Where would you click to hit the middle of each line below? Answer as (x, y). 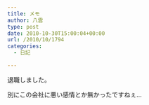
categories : (25, 46)
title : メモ (24, 14)
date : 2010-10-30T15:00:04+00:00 (56, 33)
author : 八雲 (25, 20)
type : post (23, 27)
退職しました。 (29, 79)
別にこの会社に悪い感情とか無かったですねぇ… (74, 94)
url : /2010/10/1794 (36, 40)
